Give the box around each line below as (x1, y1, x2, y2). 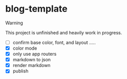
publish (12, 68, 29, 74)
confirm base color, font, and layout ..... (12, 39, 96, 46)
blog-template (5, 3, 68, 15)
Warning (5, 20, 23, 26)
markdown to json (12, 57, 51, 63)
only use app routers (12, 51, 57, 57)
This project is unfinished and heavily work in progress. (5, 29, 122, 35)
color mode (12, 45, 37, 51)
